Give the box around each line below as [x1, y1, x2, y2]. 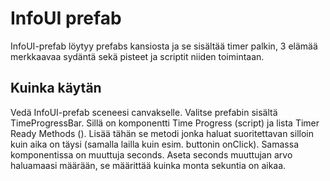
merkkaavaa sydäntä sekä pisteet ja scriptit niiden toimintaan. [10, 50, 265, 62]
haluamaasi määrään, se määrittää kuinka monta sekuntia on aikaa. [10, 159, 287, 171]
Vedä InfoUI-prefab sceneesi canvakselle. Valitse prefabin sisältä [10, 106, 278, 118]
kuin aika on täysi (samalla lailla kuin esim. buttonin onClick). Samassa [10, 138, 299, 150]
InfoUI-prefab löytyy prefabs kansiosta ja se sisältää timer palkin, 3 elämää [10, 40, 318, 52]
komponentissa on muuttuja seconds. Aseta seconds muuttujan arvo [10, 148, 293, 161]
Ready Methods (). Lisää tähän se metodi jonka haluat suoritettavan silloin [10, 127, 314, 139]
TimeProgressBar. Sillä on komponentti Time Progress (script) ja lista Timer [10, 117, 320, 129]
